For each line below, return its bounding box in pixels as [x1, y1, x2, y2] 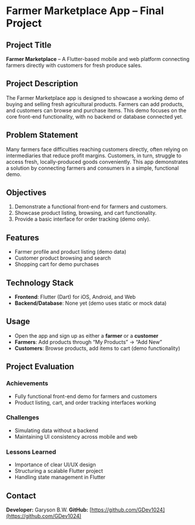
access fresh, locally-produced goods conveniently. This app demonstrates [6, 158, 189, 165]
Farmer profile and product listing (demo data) [14, 248, 127, 255]
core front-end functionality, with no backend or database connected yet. [6, 113, 183, 120]
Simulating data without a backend [14, 427, 98, 434]
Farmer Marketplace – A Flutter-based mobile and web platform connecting [6, 56, 190, 62]
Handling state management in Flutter [14, 474, 106, 481]
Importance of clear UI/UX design [14, 461, 96, 468]
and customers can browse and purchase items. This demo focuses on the [6, 107, 187, 114]
